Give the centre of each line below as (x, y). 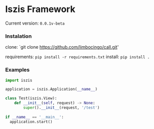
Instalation (19, 36)
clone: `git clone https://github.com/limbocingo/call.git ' (62, 47)
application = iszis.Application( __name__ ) (51, 89)
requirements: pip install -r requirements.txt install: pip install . (78, 57)
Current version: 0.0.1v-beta (35, 23)
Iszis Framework (40, 9)
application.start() (31, 121)
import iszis (19, 80)
